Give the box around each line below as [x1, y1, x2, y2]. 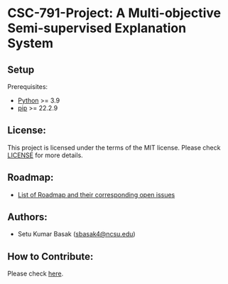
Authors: [7, 211, 48, 223]
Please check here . [7, 269, 64, 278]
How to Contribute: [7, 251, 94, 263]
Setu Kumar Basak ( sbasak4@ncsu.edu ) [17, 230, 136, 238]
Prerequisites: [7, 83, 48, 90]
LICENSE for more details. [7, 151, 83, 159]
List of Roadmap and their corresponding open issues [17, 190, 175, 199]
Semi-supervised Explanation [7, 20, 187, 36]
